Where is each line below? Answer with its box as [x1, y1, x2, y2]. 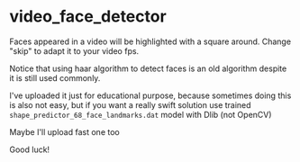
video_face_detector [9, 6, 167, 27]
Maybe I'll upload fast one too [9, 126, 120, 137]
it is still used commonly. [9, 72, 101, 83]
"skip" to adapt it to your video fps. [9, 45, 140, 56]
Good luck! [9, 144, 50, 155]
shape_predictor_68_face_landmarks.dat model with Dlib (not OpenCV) [9, 109, 272, 120]
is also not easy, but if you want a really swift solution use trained [9, 99, 251, 110]
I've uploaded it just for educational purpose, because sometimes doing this [9, 90, 292, 101]
